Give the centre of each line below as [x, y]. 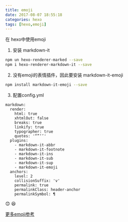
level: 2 [24, 176]
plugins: [19, 140]
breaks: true [28, 122]
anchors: [19, 171]
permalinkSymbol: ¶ [35, 194]
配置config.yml [28, 95]
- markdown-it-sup [34, 163]
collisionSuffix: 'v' [37, 181]
